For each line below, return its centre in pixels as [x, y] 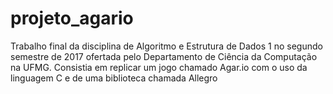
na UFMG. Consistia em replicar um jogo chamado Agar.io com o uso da [159, 67]
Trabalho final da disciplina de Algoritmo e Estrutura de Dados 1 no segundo [166, 46]
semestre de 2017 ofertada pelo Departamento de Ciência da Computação [164, 56]
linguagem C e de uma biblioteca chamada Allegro [114, 78]
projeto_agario [72, 18]
